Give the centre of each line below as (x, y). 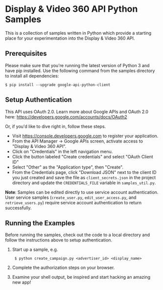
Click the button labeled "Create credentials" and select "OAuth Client (82, 157)
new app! (22, 282)
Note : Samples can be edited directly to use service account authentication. (82, 192)
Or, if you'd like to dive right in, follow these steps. (56, 126)
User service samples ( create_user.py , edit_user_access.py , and (71, 197)
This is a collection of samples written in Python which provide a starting (78, 33)
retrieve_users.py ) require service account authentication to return (73, 202)
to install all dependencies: (32, 76)
